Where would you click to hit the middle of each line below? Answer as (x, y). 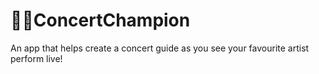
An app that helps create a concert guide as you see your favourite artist (160, 48)
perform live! (36, 58)
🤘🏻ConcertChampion (100, 20)
